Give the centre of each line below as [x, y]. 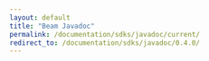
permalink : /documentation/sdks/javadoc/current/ [105, 34]
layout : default [40, 17]
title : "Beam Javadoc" [52, 26]
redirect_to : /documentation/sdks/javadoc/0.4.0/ [105, 43]
